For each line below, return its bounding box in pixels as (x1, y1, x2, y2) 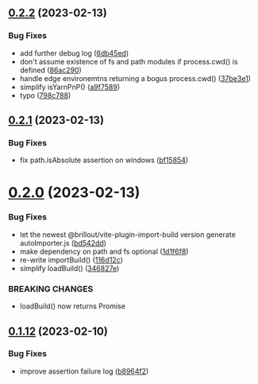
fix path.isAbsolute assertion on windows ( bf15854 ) (19, 155, 189, 165)
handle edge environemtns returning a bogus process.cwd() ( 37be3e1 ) (19, 73, 252, 83)
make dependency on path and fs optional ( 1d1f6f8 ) (19, 246, 189, 256)
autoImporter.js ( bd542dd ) (19, 238, 107, 247)
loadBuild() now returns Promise (19, 301, 125, 311)
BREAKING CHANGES (8, 283, 94, 294)
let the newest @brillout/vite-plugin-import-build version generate (19, 230, 236, 239)
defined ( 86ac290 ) (19, 65, 82, 75)
